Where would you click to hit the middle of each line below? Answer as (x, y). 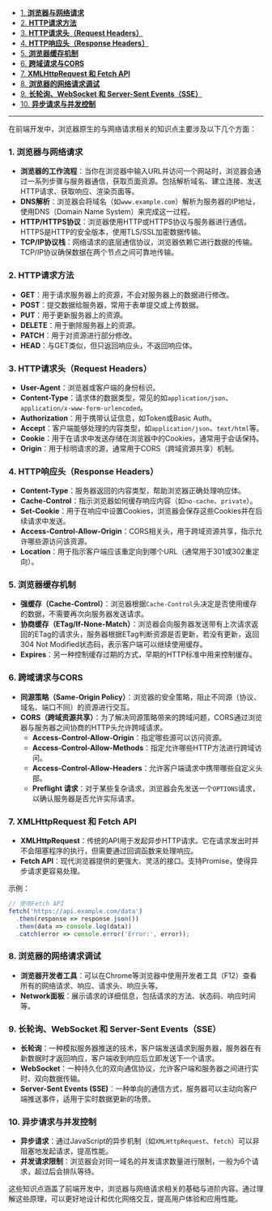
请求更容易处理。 (56, 871)
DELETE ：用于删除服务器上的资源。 (80, 325)
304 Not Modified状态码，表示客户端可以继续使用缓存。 (114, 644)
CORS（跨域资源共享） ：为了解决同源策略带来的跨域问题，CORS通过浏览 (141, 717)
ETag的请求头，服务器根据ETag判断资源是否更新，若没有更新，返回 (147, 634)
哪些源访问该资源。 (59, 541)
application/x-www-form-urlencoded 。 (84, 407)
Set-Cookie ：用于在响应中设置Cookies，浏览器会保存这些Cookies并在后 (141, 511)
